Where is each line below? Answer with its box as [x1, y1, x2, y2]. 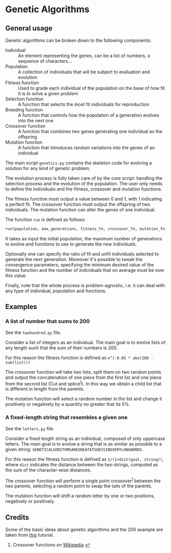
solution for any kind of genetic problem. [5, 165, 91, 171]
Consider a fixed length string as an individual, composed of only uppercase [5, 435, 165, 441]
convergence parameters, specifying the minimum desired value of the [5, 261, 154, 268]
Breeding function [5, 107, 43, 113]
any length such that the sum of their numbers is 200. [5, 345, 118, 351]
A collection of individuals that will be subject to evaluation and [18, 69, 150, 75]
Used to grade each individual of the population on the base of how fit [18, 85, 165, 91]
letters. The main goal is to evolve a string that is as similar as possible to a [5, 440, 162, 447]
